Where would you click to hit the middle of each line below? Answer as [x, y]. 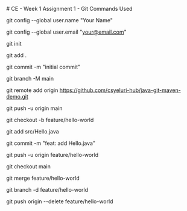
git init [14, 44]
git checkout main [29, 167]
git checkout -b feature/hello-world [50, 120]
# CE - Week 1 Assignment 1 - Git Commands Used [69, 9]
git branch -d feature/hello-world [47, 190]
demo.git [17, 96]
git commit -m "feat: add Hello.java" [51, 143]
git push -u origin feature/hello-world [52, 155]
